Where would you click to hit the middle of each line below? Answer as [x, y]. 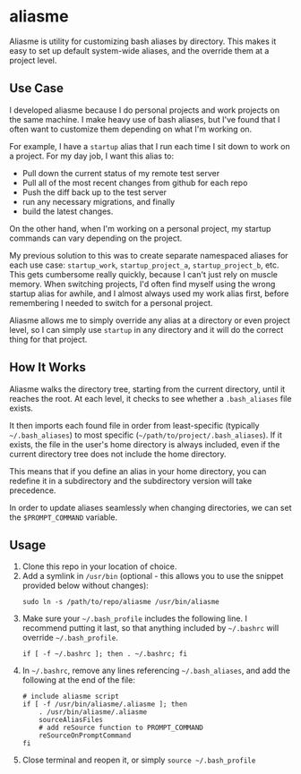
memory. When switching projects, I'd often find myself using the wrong [142, 284]
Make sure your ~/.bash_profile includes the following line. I [135, 618]
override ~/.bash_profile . [70, 638]
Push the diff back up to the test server [95, 192]
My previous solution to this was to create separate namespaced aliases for [149, 255]
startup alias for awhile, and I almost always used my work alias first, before [149, 293]
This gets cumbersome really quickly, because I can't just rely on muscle [144, 274]
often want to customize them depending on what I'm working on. [131, 129]
